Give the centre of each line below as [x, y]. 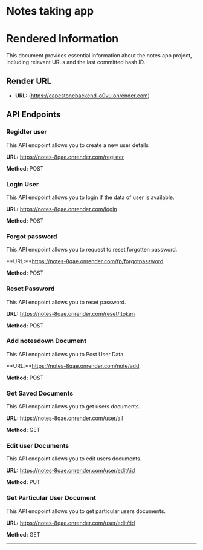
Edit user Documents [38, 446]
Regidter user [27, 132]
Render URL [29, 81]
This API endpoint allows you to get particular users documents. [86, 511]
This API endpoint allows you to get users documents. [73, 407]
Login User [23, 184]
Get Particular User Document [51, 498]
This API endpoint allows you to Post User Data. [66, 354]
